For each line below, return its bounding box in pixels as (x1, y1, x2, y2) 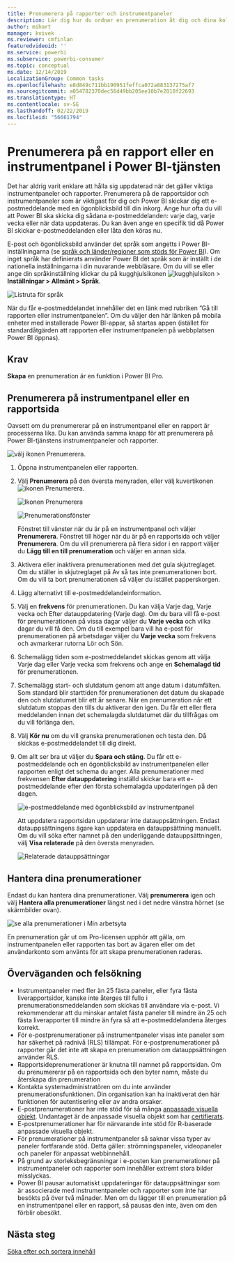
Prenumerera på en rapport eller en (7, 144, 214, 160)
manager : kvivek (7, 29, 54, 37)
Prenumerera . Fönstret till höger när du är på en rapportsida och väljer (17, 532, 221, 541)
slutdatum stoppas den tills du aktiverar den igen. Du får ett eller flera (17, 703, 217, 711)
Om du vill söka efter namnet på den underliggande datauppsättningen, (17, 831, 223, 840)
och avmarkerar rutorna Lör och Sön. (17, 639, 124, 648)
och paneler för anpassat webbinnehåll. (17, 1149, 131, 1157)
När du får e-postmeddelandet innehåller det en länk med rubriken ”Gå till (7, 304, 218, 312)
